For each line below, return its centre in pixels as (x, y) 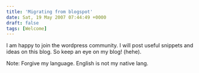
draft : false (23, 23)
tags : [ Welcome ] (27, 28)
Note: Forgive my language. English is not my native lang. (77, 63)
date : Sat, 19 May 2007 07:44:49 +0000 (56, 17)
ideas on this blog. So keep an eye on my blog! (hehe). (74, 52)
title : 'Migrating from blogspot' (50, 12)
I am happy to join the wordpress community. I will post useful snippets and (100, 45)
